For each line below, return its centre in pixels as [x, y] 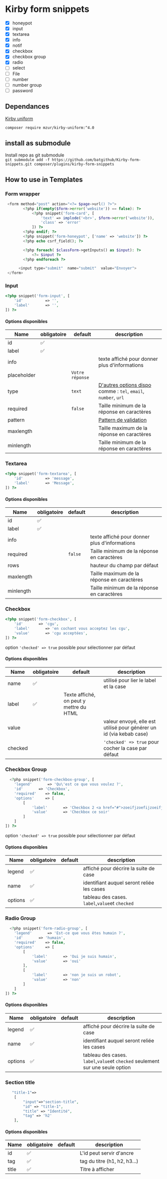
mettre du [75, 707]
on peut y [75, 701]
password [23, 90]
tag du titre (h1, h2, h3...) [109, 1161]
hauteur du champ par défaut [124, 566]
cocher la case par [125, 748]
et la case [115, 687]
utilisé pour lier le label [130, 680]
